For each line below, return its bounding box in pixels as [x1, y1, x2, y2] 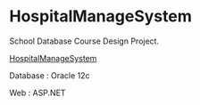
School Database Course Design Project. [9, 36, 159, 46]
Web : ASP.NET [9, 87, 66, 98]
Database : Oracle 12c [9, 69, 91, 81]
